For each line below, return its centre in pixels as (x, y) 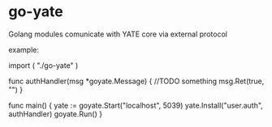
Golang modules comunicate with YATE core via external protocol (118, 34)
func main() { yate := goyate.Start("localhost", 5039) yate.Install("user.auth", (136, 105)
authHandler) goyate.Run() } (56, 114)
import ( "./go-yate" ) (43, 65)
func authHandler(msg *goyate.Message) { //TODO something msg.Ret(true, (136, 81)
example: (24, 49)
